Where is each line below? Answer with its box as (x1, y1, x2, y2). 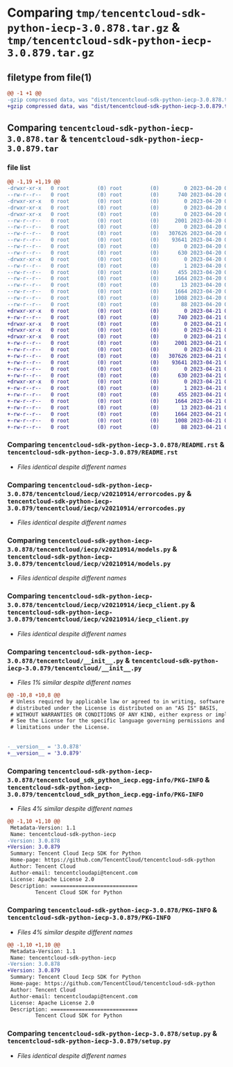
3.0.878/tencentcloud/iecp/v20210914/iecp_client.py (7, 601, 189, 609)
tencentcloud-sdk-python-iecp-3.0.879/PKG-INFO (7, 914, 171, 922)
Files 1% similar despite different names (17, 678, 132, 686)
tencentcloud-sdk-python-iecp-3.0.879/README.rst (7, 449, 178, 456)
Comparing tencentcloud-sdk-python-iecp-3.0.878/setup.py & (7, 1029, 218, 1039)
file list (7, 162, 31, 172)
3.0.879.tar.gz (7, 46, 95, 60)
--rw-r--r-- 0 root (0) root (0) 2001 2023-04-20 (7, 217, 222, 224)
